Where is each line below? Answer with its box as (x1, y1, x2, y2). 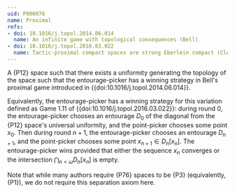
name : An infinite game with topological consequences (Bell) (13, 36, 199, 43)
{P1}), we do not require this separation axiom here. (7, 178, 156, 186)
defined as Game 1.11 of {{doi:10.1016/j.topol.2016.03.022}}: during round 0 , (7, 104, 223, 113)
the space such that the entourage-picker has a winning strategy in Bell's (7, 76, 218, 84)
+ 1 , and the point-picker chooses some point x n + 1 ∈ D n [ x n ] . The (7, 137, 194, 148)
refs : (7, 23, 23, 30)
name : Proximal (7, 17, 52, 24)
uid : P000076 (7, 10, 45, 17)
